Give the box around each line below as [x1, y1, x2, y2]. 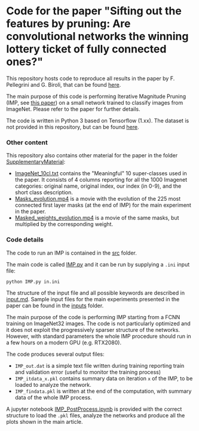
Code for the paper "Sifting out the [6, 4, 182, 18]
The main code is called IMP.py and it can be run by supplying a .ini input [6, 261, 190, 268]
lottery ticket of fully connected [6, 42, 167, 56]
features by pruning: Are [6, 17, 131, 30]
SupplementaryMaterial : [6, 158, 66, 166]
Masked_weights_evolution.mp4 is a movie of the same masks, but [14, 214, 179, 222]
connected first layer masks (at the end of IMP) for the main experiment [14, 201, 191, 209]
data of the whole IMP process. [14, 393, 93, 401]
